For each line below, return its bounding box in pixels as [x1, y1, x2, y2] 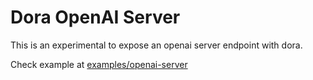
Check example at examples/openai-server [10, 58, 188, 70]
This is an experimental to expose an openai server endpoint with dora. [10, 39, 303, 51]
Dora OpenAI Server [10, 6, 181, 29]
